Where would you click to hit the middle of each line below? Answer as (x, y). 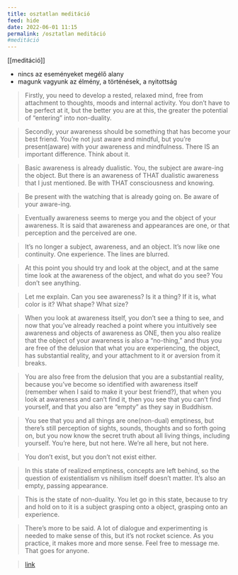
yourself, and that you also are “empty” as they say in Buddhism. (119, 407)
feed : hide (23, 21)
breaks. (36, 363)
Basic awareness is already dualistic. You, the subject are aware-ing (124, 168)
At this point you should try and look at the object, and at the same (122, 268)
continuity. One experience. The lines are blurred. (97, 254)
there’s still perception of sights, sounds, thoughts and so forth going (125, 428)
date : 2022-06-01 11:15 (42, 27)
